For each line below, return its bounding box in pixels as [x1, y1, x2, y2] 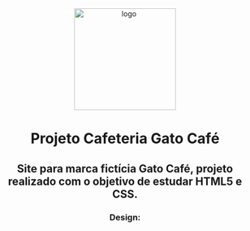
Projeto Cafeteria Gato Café [30, 129, 220, 148]
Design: [109, 211, 141, 223]
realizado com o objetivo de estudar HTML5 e [7, 174, 243, 188]
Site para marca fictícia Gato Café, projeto [16, 162, 234, 176]
